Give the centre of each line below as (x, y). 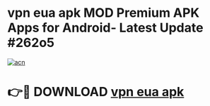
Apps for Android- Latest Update (105, 28)
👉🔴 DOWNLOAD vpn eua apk (96, 92)
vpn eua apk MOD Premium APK (104, 13)
